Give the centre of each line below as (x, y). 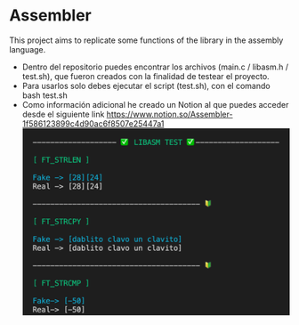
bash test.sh (45, 95)
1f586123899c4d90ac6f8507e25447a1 (93, 123)
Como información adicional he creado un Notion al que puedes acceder (155, 104)
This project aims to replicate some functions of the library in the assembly (146, 40)
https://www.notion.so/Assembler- (170, 114)
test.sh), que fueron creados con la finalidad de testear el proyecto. (145, 76)
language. (28, 49)
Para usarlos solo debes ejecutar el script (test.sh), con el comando (146, 85)
